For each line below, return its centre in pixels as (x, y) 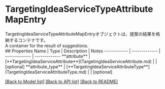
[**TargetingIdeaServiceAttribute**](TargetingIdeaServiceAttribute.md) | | (81, 61)
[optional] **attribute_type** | (35, 67)
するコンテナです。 (29, 40)
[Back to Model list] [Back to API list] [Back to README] (62, 81)
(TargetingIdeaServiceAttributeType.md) (46, 72)
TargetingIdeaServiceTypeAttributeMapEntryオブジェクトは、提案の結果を (81, 34)
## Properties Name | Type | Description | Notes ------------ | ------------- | (83, 51)
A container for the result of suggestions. (47, 45)
